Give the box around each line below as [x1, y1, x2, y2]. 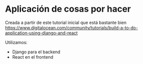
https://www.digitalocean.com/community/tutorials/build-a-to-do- [5, 24, 138, 30]
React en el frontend [12, 54, 54, 60]
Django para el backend [12, 49, 61, 55]
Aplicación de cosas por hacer [5, 3, 131, 15]
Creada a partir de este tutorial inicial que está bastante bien [5, 20, 127, 25]
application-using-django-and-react [5, 30, 78, 36]
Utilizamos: [5, 39, 28, 45]
